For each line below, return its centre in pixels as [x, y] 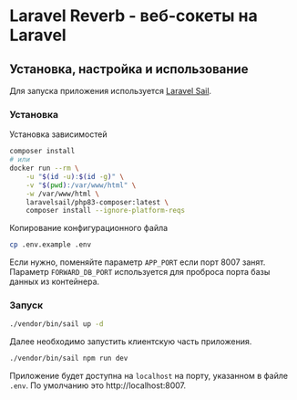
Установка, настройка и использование [129, 69]
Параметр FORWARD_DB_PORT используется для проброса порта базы [140, 272]
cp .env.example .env [51, 245]
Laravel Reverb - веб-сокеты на [133, 16]
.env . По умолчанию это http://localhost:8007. [98, 385]
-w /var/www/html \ [63, 194]
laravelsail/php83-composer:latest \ [97, 202]
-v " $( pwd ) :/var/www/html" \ [81, 185]
